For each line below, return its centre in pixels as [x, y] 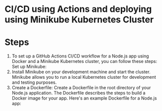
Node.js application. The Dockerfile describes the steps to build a [79, 93]
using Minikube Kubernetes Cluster [79, 20]
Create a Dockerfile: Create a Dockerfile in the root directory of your [81, 88]
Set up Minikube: [29, 67]
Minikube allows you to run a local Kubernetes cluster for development [84, 77]
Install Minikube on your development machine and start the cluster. [81, 72]
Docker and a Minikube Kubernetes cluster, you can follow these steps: [84, 61]
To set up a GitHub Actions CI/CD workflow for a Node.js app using [80, 56]
